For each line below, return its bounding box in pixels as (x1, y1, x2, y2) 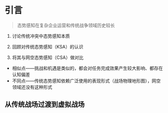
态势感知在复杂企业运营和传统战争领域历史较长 (17, 22, 115, 28)
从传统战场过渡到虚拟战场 (5, 100, 85, 109)
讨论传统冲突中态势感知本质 (12, 33, 70, 39)
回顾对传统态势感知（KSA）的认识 (12, 43, 83, 49)
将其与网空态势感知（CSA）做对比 (12, 54, 84, 61)
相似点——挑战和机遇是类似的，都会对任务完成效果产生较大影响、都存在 (12, 65, 163, 71)
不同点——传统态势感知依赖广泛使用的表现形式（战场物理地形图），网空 (12, 78, 161, 84)
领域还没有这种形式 (12, 84, 53, 90)
